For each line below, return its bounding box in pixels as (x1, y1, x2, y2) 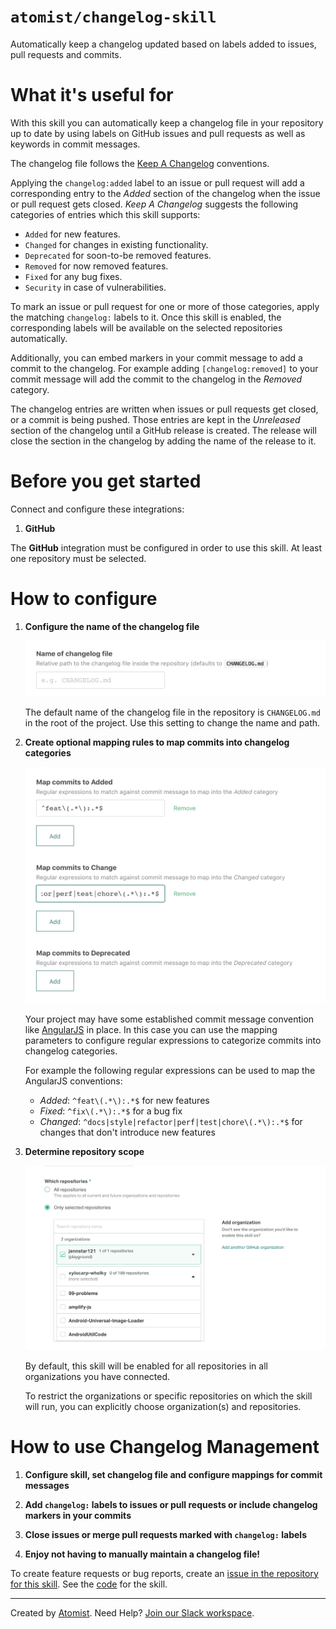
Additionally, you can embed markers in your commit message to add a (10, 351, 303, 364)
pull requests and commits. (10, 48, 122, 60)
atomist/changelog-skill (10, 8, 217, 27)
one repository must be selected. (10, 552, 147, 564)
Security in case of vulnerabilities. (24, 281, 167, 293)
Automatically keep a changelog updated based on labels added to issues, (10, 38, 317, 50)
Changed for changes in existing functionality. (24, 238, 209, 250)
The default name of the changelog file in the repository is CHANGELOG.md (24, 706, 321, 718)
